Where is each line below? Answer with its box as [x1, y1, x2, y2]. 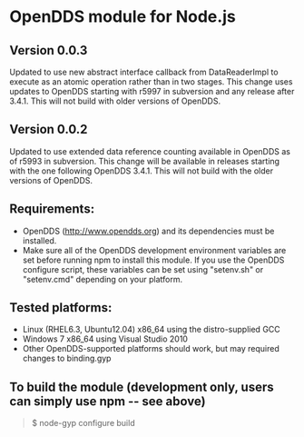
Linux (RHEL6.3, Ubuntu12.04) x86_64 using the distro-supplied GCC [22, 324, 281, 335]
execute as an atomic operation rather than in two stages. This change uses [9, 76, 293, 87]
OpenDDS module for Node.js [9, 6, 236, 27]
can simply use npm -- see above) [9, 393, 206, 409]
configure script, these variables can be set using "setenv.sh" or [22, 263, 264, 274]
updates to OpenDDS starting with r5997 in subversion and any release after [9, 86, 295, 96]
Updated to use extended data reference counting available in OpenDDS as [9, 145, 290, 156]
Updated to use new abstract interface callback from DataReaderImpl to [9, 66, 279, 77]
